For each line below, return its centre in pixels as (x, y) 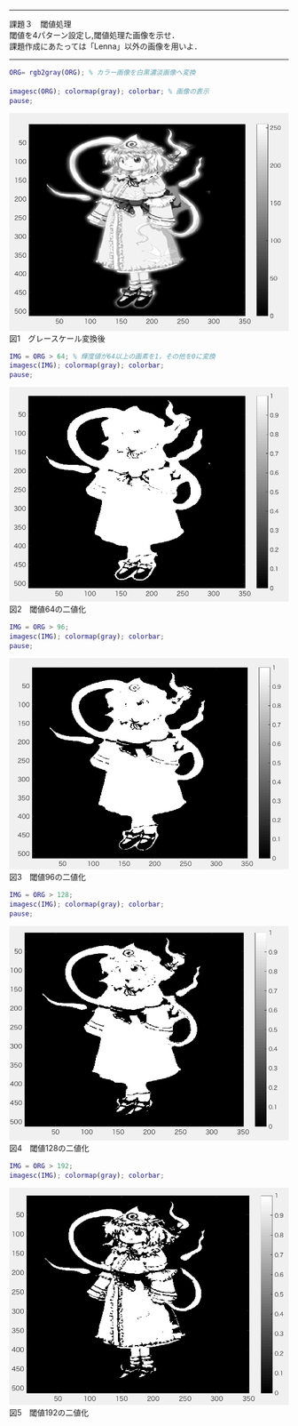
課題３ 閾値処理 (40, 24)
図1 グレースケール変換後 (57, 338)
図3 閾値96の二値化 (48, 877)
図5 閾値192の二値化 (49, 1413)
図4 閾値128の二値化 (49, 1149)
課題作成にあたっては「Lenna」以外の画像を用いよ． (106, 46)
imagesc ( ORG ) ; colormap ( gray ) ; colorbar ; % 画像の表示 (110, 91)
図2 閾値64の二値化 (48, 609)
